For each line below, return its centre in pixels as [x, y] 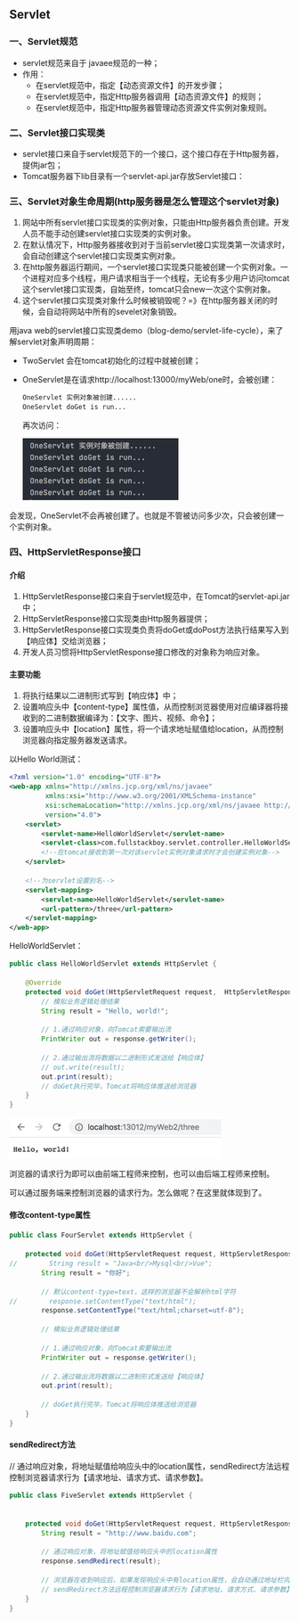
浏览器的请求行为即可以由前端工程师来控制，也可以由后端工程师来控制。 [141, 1174]
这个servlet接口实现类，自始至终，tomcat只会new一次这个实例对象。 [149, 290]
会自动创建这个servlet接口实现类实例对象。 [101, 256]
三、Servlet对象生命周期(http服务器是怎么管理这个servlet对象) [145, 202]
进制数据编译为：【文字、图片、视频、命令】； [135, 718]
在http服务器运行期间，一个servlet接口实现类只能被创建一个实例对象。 [151, 267]
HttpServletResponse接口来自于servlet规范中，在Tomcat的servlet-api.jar [156, 597]
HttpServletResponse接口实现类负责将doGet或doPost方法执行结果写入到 [155, 630]
